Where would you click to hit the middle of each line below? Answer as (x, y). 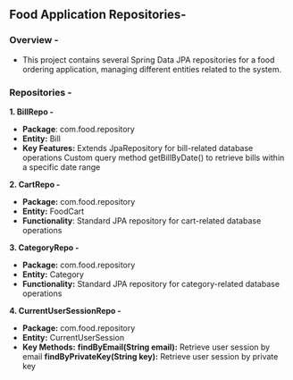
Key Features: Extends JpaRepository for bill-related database (138, 148)
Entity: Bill (41, 139)
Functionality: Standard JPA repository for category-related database (151, 283)
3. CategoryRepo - (44, 247)
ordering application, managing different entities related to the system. (152, 69)
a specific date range (61, 167)
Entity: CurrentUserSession (73, 337)
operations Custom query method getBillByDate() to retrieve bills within (153, 157)
